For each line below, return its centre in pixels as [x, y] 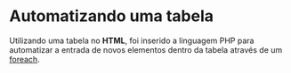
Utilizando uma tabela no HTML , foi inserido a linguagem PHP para [132, 40]
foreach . [24, 59]
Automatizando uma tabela [112, 16]
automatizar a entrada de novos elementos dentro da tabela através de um [146, 49]
